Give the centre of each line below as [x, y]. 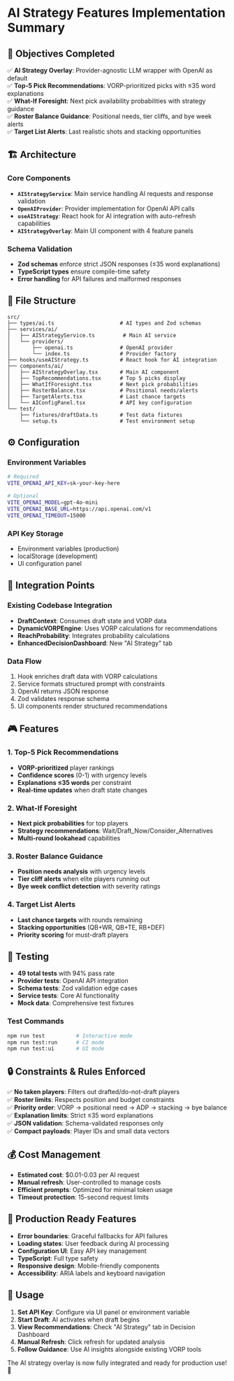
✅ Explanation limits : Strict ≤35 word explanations [80, 1116]
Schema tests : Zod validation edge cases [78, 989]
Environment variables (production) [68, 549]
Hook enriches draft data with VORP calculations [87, 677]
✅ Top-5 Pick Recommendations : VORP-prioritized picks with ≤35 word [111, 86]
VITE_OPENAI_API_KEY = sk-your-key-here [64, 483]
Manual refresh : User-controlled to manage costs [89, 1182]
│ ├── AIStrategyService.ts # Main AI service [92, 335]
